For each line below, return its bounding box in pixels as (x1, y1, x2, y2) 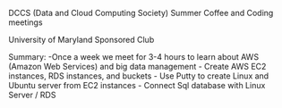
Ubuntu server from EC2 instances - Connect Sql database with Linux (8, 80, 266, 90)
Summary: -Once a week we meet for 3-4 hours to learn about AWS (8, 52, 260, 62)
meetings (8, 17, 43, 28)
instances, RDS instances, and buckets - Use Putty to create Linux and (8, 71, 269, 81)
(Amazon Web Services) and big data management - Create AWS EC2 (8, 62, 267, 71)
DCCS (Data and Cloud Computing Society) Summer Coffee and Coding (8, 8, 274, 18)
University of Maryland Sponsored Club (8, 35, 155, 45)
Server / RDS (8, 89, 56, 100)
